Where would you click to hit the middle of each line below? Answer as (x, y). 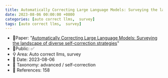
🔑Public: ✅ (23, 48)
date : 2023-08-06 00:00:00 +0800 (40, 14)
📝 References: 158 (31, 70)
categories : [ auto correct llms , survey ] (50, 19)
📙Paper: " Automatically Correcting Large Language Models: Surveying (85, 38)
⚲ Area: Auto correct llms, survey (47, 54)
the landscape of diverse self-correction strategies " (66, 43)
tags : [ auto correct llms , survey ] (43, 24)
